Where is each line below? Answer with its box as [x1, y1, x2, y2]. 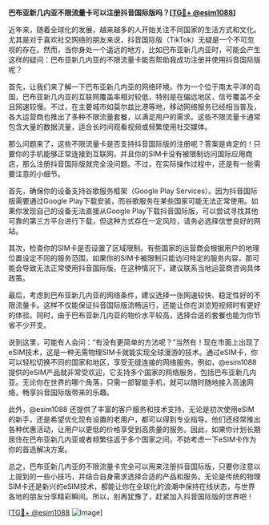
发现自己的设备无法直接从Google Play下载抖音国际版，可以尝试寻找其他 [22, 206, 259, 216]
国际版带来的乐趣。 [50, 388, 114, 397]
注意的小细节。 [14, 169, 65, 179]
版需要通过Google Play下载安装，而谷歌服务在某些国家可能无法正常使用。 [8, 196, 252, 205]
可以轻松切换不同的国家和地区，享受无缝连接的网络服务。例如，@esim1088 [8, 357, 258, 367]
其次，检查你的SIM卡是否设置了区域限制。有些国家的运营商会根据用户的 [8, 244, 246, 252]
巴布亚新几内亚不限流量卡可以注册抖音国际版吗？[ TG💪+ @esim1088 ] [8, 8, 236, 17]
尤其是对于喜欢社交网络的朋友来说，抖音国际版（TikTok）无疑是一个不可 [8, 35, 248, 44]
